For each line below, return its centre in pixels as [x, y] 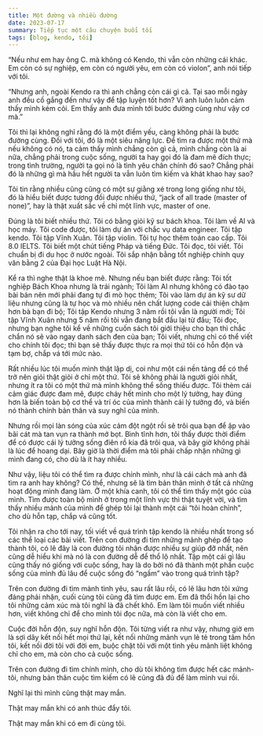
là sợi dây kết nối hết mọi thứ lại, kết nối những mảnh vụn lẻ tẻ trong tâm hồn [131, 638]
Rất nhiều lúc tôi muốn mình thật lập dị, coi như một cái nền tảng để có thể [128, 369]
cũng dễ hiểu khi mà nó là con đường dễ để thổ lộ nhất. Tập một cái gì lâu [127, 557]
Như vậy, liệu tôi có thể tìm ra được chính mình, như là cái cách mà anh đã [128, 475]
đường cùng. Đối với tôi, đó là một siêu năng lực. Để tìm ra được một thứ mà [130, 141]
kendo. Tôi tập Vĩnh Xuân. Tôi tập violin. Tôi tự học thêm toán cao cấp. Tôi [128, 238]
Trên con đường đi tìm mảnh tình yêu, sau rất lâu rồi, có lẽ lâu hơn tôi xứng [128, 589]
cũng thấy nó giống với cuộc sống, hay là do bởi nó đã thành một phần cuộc [131, 565]
